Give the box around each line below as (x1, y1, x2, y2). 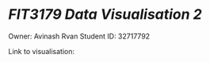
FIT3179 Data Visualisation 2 (8, 5, 202, 24)
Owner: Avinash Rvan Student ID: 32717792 (8, 31, 151, 41)
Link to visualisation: (8, 46, 75, 56)
